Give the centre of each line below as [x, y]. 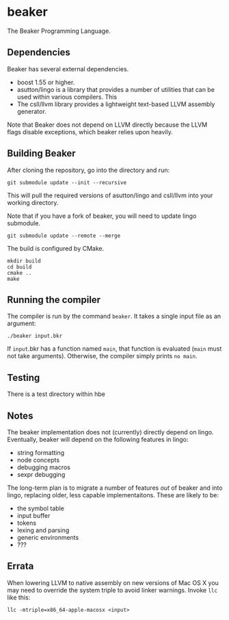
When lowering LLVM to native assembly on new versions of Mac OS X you [113, 582]
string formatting [41, 452]
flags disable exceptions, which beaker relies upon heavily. [90, 132]
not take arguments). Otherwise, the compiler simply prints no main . [102, 356]
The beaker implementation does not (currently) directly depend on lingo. [110, 432]
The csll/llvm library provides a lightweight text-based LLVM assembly [116, 104]
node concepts [38, 460]
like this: [19, 597]
